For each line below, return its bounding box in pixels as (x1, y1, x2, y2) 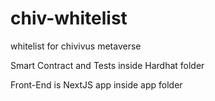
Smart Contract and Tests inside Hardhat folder (10, 59, 205, 71)
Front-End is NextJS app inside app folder (10, 78, 183, 91)
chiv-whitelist (10, 7, 128, 30)
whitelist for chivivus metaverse (10, 40, 142, 52)
